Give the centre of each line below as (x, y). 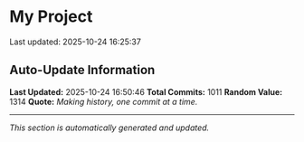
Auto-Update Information (82, 70)
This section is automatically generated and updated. (109, 128)
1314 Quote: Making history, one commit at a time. (104, 101)
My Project (51, 17)
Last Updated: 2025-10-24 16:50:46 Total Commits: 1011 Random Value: (146, 91)
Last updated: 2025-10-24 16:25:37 (76, 42)
